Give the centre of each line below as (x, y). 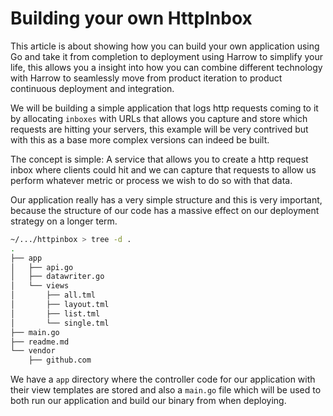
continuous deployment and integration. (92, 88)
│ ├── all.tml (53, 295)
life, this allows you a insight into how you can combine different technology (166, 67)
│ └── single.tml (60, 323)
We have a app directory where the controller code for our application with (163, 379)
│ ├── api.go (42, 267)
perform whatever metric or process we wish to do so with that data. (151, 180)
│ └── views (40, 286)
